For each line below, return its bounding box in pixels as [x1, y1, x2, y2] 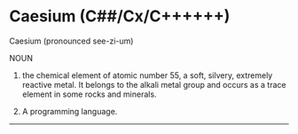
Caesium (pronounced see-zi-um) [9, 35, 134, 46]
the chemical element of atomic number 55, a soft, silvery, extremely [21, 69, 273, 81]
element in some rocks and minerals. [21, 89, 157, 99]
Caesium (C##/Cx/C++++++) [9, 6, 231, 27]
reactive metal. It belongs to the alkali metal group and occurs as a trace [21, 79, 286, 90]
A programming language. [21, 106, 118, 116]
